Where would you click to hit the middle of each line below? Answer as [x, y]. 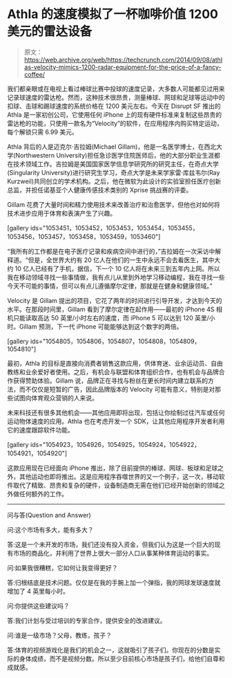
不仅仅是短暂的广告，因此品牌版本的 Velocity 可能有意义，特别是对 [120, 389]
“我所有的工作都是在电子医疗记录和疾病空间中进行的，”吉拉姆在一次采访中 [111, 251]
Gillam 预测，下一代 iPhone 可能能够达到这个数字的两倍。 [101, 327]
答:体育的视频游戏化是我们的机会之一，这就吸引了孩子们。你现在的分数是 [111, 650]
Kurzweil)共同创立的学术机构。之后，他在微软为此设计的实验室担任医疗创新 [114, 181]
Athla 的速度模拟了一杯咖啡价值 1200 [113, 14]
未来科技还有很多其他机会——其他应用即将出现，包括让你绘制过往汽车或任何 [116, 412]
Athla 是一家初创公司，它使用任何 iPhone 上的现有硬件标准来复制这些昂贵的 [115, 114]
